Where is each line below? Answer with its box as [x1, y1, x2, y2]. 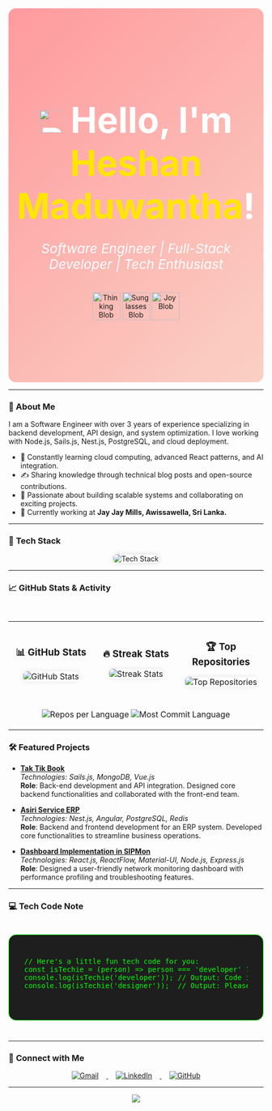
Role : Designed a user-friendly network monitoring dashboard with [19, 863, 244, 873]
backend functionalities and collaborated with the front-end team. [19, 789, 240, 798]
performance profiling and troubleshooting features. [19, 872, 194, 882]
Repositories [191, 655, 251, 668]
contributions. [19, 482, 67, 492]
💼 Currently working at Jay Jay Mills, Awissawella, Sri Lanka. [19, 508, 227, 517]
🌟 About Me [8, 401, 56, 412]
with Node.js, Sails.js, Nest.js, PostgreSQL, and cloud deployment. [8, 436, 229, 446]
